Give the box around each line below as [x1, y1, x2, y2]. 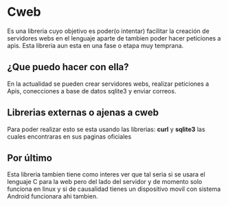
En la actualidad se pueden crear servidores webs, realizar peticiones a [7, 80, 209, 88]
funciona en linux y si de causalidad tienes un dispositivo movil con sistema [7, 185, 221, 193]
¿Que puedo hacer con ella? [7, 61, 129, 73]
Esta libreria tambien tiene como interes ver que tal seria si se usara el [7, 170, 206, 179]
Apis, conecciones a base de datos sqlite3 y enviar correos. [7, 87, 176, 95]
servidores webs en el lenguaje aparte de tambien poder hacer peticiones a [7, 34, 221, 42]
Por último [7, 152, 53, 163]
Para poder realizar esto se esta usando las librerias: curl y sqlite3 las [7, 125, 205, 133]
